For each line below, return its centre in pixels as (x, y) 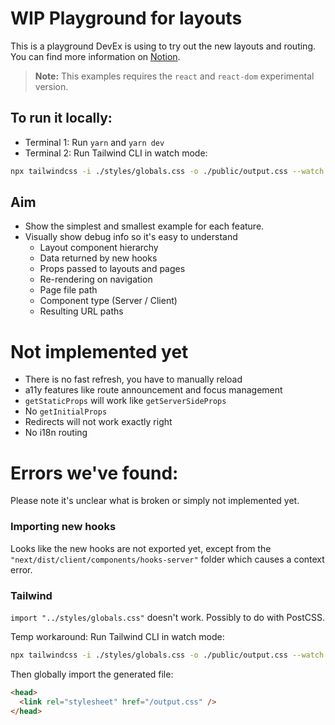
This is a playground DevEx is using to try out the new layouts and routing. (163, 46)
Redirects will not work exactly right (98, 422)
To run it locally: (61, 118)
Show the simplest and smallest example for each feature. (144, 226)
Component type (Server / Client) (108, 301)
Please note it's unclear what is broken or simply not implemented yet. (155, 501)
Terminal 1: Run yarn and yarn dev (94, 142)
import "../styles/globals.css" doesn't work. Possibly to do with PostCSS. (167, 617)
